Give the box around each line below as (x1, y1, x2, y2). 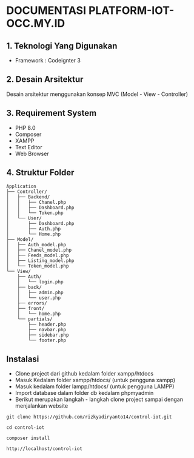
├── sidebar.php (28, 332, 69, 338)
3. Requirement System (6, 108, 97, 118)
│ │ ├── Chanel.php (6, 200, 67, 206)
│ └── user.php (17, 295, 61, 301)
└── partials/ (17, 316, 53, 322)
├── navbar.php (28, 327, 67, 333)
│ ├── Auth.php (6, 226, 61, 232)
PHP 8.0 (15, 124, 36, 131)
